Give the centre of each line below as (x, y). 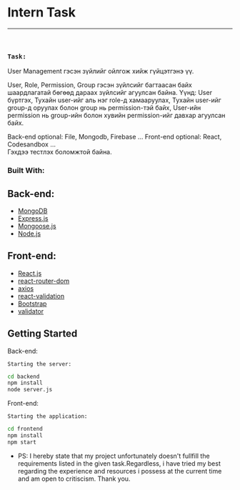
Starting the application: (47, 416)
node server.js (30, 390)
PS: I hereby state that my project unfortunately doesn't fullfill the (114, 456)
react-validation (41, 296)
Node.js (29, 234)
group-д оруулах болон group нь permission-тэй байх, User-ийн (104, 108)
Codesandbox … (31, 144)
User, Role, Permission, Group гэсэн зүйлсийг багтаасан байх (100, 85)
